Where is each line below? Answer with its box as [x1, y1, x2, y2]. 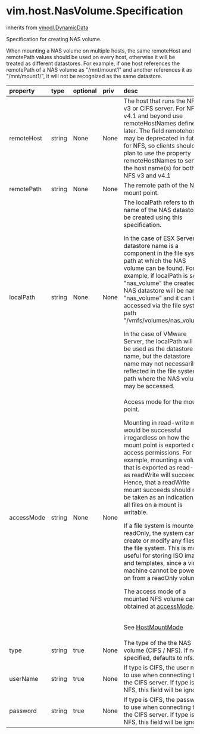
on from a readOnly [123, 573, 178, 582]
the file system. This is [123, 543, 186, 552]
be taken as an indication [123, 493, 193, 501]
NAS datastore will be [123, 286, 184, 294]
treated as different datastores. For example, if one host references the [6, 60, 180, 67]
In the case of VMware [123, 330, 187, 338]
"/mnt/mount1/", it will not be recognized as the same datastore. [6, 72, 162, 79]
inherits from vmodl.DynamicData [6, 24, 89, 31]
